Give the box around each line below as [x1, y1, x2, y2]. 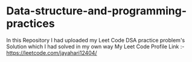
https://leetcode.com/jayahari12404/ [6, 49, 98, 56]
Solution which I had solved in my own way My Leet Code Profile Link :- [6, 43, 185, 50]
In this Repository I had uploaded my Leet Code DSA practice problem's [6, 36, 185, 44]
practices [6, 17, 56, 30]
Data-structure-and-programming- [6, 4, 187, 18]
